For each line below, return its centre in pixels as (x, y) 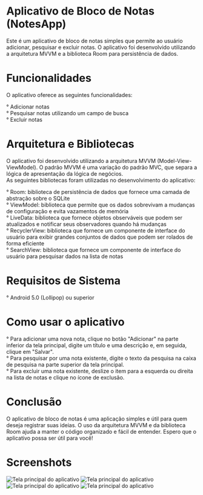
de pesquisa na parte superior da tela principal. (65, 364)
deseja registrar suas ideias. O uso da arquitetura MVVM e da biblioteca (96, 425)
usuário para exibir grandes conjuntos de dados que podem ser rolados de (100, 237)
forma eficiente (25, 243)
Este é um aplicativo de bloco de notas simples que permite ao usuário (95, 41)
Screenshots (39, 462)
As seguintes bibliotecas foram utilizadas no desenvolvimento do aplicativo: (101, 180)
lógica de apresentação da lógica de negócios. (65, 173)
